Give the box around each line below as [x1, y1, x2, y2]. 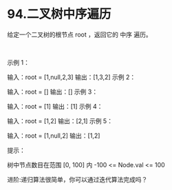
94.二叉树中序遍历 [7, 6, 111, 22]
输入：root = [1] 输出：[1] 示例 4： [7, 102, 103, 110]
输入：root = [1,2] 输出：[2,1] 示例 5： [7, 116, 114, 125]
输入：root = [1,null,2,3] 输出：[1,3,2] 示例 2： [7, 73, 136, 81]
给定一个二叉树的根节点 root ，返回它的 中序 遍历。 [7, 30, 153, 39]
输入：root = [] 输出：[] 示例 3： [7, 87, 98, 96]
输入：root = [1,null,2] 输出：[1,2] [7, 131, 100, 140]
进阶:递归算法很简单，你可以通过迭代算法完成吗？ [7, 175, 148, 183]
